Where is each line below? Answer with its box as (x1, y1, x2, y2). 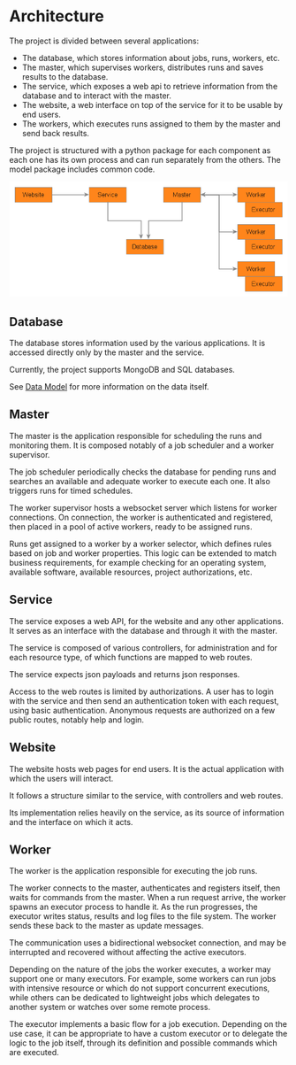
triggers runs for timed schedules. (9, 485, 133, 496)
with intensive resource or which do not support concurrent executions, (9, 983, 270, 993)
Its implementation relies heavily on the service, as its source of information (9, 807, 285, 818)
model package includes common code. (9, 164, 156, 174)
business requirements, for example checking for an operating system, (9, 557, 267, 567)
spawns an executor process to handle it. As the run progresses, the (9, 901, 258, 913)
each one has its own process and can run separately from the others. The (9, 154, 281, 165)
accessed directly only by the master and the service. (9, 347, 205, 358)
